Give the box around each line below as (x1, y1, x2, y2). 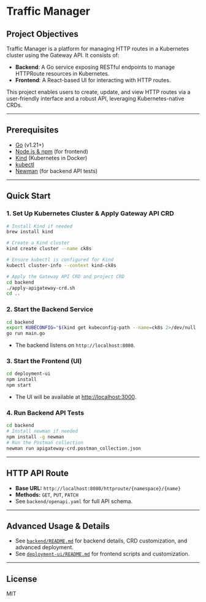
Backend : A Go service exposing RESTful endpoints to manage (15, 63, 175, 71)
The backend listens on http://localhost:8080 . (15, 342, 135, 349)
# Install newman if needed (6, 428, 78, 434)
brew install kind (6, 229, 53, 235)
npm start (6, 382, 32, 388)
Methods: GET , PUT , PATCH (15, 491, 78, 498)
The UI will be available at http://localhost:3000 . (15, 393, 137, 401)
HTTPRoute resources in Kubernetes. (15, 70, 110, 77)
